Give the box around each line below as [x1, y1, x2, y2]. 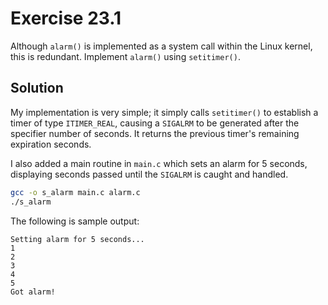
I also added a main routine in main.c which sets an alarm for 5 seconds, [10, 157, 308, 169]
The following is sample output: [10, 215, 140, 227]
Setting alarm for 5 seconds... [10, 234, 145, 244]
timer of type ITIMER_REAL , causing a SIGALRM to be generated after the [10, 117, 300, 129]
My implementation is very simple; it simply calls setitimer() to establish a [10, 106, 319, 118]
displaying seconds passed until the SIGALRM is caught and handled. [10, 168, 289, 180]
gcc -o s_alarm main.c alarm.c [10, 187, 141, 197]
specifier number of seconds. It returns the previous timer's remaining [10, 127, 300, 139]
